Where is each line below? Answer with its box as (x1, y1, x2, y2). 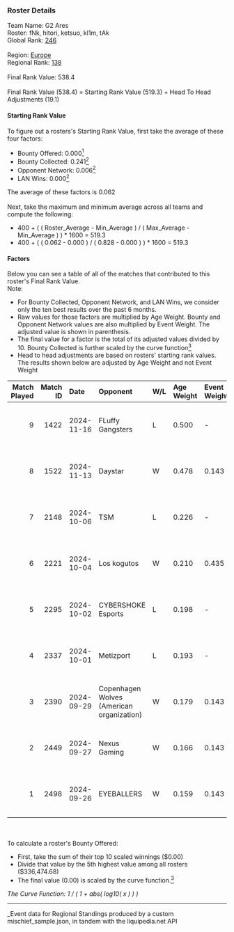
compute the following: (7, 210, 73, 219)
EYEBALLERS (98, 789, 143, 798)
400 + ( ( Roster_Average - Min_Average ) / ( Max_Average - (17, 223, 190, 232)
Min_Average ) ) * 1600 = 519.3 (17, 231, 106, 239)
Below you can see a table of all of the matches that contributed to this (7, 270, 210, 278)
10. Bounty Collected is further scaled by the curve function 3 (17, 342, 192, 352)
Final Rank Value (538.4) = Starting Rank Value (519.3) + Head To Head (7, 88, 211, 96)
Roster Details (7, 6, 56, 15)
